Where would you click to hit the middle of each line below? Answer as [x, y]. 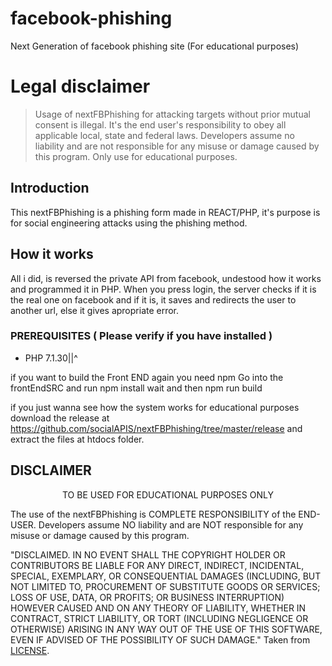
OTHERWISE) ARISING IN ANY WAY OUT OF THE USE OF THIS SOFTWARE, [166, 629]
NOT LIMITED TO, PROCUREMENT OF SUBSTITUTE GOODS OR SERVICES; [165, 586]
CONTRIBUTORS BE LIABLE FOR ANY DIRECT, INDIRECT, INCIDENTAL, [157, 565]
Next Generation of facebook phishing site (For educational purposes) [155, 46]
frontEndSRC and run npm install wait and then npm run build [136, 388]
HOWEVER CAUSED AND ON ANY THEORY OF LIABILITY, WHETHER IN [158, 608]
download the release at [60, 418]
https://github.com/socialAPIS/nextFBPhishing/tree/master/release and [156, 428]
